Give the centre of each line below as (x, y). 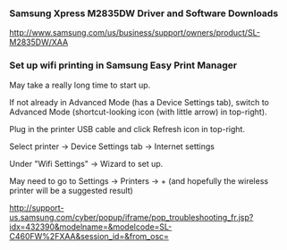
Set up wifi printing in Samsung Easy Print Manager (123, 65)
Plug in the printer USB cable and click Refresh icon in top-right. (127, 129)
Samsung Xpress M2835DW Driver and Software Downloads (144, 13)
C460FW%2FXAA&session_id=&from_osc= (89, 236)
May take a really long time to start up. (80, 85)
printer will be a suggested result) (72, 190)
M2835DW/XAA (39, 42)
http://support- (37, 207)
